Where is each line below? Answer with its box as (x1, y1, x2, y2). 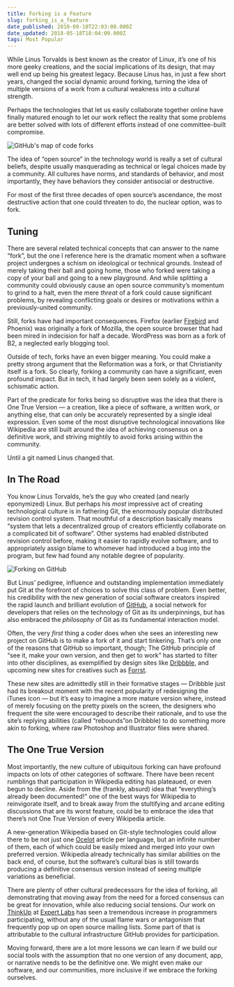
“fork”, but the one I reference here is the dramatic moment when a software (7, 251, 226, 260)
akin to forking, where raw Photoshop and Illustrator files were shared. (7, 724, 209, 732)
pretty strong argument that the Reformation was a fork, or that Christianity (7, 359, 223, 368)
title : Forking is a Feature (7, 10, 92, 17)
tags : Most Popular (7, 36, 64, 43)
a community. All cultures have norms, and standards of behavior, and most (7, 170, 224, 178)
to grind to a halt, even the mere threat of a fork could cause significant (7, 288, 212, 297)
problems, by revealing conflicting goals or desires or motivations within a (7, 295, 219, 304)
